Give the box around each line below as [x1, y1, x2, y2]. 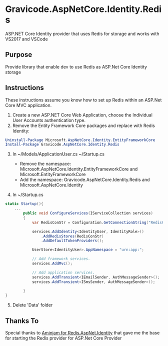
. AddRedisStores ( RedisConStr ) [40, 233, 104, 238]
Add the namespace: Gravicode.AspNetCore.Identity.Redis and [19, 176, 150, 183]
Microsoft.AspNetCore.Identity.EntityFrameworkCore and [19, 166, 138, 172]
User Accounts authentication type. [12, 117, 86, 123]
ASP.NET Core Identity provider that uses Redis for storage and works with [5, 30, 159, 36]
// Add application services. [31, 270, 95, 275]
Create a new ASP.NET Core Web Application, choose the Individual [12, 111, 152, 118]
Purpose [5, 50, 32, 59]
